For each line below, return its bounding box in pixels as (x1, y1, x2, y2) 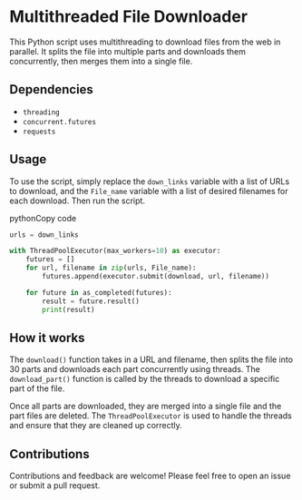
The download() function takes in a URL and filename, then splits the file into (9, 354, 293, 365)
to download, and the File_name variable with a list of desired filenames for (9, 185, 288, 196)
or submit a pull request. (9, 480, 101, 491)
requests (22, 127, 56, 136)
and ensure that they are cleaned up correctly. (9, 420, 183, 431)
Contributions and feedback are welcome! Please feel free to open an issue (9, 470, 291, 482)
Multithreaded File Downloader (9, 6, 248, 27)
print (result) (42, 305, 95, 314)
